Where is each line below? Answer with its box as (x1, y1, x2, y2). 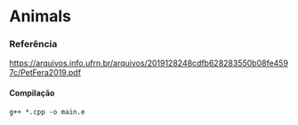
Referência (9, 38, 58, 51)
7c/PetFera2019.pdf (9, 67, 82, 78)
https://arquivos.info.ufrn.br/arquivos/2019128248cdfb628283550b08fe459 (9, 58, 289, 68)
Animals (9, 6, 72, 27)
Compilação (9, 88, 55, 98)
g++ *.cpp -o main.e (9, 107, 86, 116)
